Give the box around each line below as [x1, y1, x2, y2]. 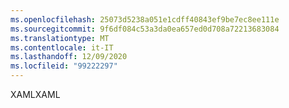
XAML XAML [10, 89, 61, 100]
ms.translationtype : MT [10, 33, 110, 43]
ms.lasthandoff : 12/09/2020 [10, 52, 128, 62]
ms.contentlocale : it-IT [10, 42, 114, 53]
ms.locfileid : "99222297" [10, 61, 118, 71]
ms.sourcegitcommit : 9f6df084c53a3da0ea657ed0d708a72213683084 [10, 24, 280, 34]
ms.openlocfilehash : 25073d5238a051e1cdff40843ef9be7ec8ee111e [10, 14, 280, 25]
